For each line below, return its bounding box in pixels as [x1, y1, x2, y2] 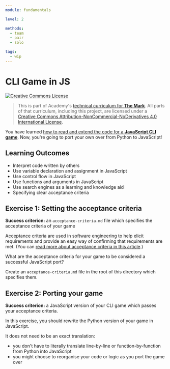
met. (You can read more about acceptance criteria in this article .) [5, 244, 144, 250]
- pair [10, 35, 24, 41]
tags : [5, 49, 17, 54]
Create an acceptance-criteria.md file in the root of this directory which [5, 269, 156, 275]
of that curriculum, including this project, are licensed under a [17, 108, 148, 114]
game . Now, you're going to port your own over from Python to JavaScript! [5, 134, 162, 140]
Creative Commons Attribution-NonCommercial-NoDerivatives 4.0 [17, 113, 157, 120]
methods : [5, 26, 24, 31]
